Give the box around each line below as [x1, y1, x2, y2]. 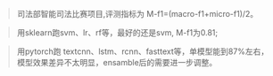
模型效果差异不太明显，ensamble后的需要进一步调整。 [16, 57, 218, 67]
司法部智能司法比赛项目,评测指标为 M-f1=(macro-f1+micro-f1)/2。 [16, 9, 259, 19]
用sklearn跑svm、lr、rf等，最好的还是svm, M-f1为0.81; [16, 27, 219, 38]
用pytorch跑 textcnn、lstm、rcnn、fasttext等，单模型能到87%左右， [16, 46, 269, 57]
